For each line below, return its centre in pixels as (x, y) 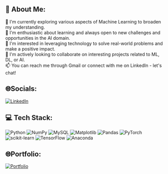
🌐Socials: (21, 89)
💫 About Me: (26, 9)
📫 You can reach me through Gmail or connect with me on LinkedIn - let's (84, 65)
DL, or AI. (15, 60)
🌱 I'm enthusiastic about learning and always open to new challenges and (83, 32)
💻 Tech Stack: (29, 118)
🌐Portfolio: (23, 154)
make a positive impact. (30, 48)
